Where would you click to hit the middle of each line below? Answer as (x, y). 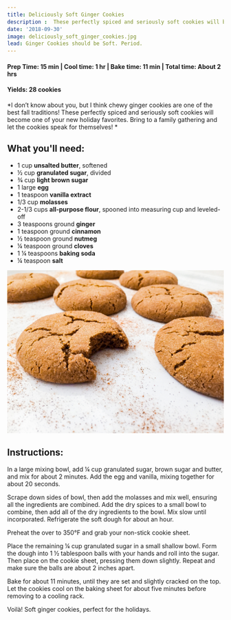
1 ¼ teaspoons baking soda (56, 253)
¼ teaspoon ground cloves (55, 246)
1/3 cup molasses (43, 202)
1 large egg (33, 187)
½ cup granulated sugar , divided (64, 172)
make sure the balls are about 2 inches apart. (71, 568)
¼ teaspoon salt (40, 260)
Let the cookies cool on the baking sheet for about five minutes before (107, 588)
